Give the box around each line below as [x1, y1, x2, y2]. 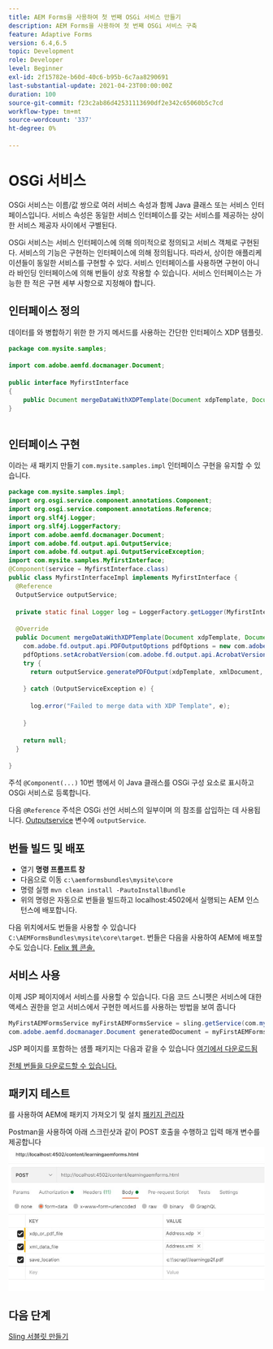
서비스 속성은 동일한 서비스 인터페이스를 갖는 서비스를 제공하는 [51, 210, 249, 219]
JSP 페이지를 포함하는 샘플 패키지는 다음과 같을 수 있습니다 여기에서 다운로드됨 [8, 1044, 258, 1053]
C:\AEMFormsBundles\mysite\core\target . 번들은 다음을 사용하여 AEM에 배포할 [8, 932, 262, 942]
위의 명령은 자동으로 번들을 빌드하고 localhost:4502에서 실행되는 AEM [19, 895, 245, 905]
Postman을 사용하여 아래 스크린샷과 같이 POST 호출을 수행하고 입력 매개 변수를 [8, 1127, 261, 1137]
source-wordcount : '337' [8, 116, 93, 124]
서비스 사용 [8, 969, 61, 983]
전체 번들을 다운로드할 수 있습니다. [8, 1061, 117, 1070]
